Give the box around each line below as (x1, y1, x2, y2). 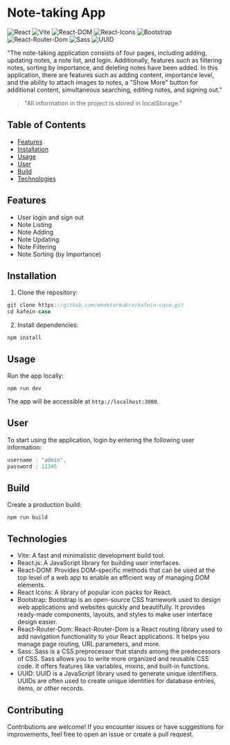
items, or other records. (17, 684, 85, 692)
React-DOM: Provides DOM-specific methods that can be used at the (17, 566, 215, 574)
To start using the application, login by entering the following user (7, 435, 195, 444)
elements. (17, 581, 46, 589)
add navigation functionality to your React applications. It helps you (17, 633, 210, 641)
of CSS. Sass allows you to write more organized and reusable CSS (17, 655, 209, 663)
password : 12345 (7, 463, 57, 470)
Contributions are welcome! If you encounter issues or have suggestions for (7, 722, 224, 730)
